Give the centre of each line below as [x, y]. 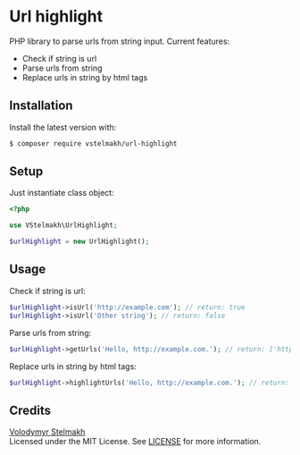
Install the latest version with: [63, 127]
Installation [41, 106]
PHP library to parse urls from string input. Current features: [120, 41]
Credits [30, 410]
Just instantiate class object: [62, 193]
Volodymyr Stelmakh [47, 432]
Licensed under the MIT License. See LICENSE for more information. [135, 442]
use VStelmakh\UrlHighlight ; [63, 225]
